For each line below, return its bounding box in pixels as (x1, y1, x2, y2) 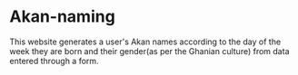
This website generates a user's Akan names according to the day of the (9, 36, 282, 47)
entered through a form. (9, 55, 99, 66)
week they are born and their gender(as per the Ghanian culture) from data (9, 45, 290, 56)
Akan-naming (9, 6, 115, 27)
